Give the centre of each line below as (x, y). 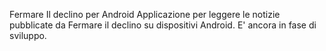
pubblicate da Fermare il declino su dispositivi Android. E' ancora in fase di (163, 25)
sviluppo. (28, 35)
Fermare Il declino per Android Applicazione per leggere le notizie (145, 14)
